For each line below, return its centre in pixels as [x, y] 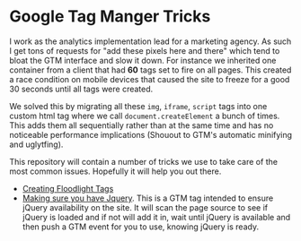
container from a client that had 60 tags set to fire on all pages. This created [150, 70]
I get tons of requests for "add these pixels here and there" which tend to [145, 50]
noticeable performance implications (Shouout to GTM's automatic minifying [151, 134]
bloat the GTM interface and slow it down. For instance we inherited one [143, 60]
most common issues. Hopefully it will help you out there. [115, 171]
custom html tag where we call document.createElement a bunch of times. [145, 116]
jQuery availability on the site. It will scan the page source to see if [145, 207]
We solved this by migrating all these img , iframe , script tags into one [138, 106]
